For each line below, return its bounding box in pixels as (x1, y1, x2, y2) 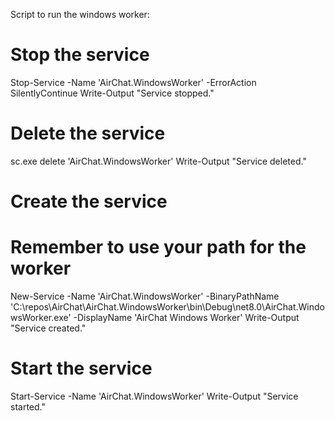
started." (10, 400, 46, 413)
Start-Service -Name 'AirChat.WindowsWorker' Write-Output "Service (10, 390, 299, 402)
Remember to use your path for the (10, 236, 307, 259)
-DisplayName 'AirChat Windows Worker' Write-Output (73, 312, 300, 323)
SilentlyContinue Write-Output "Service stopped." (10, 87, 215, 99)
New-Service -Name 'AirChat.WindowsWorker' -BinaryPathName (10, 290, 280, 302)
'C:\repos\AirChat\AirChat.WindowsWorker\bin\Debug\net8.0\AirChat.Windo (10, 301, 325, 313)
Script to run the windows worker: (10, 9, 150, 20)
